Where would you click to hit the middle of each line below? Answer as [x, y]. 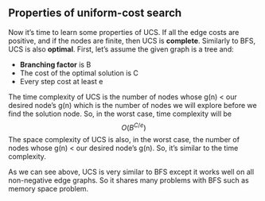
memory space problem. [49, 189]
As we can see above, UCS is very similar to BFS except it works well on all [131, 172]
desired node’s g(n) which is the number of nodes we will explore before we [132, 105]
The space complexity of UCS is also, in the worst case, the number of [124, 140]
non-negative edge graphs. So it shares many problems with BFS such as [129, 180]
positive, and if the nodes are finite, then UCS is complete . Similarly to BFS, [132, 41]
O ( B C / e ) [134, 126]
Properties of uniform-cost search [95, 13]
